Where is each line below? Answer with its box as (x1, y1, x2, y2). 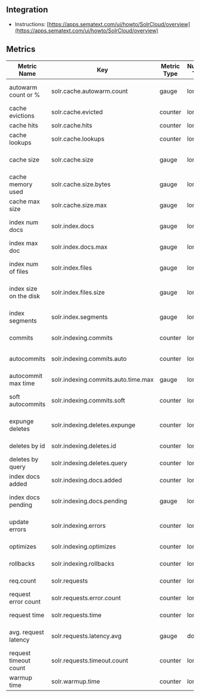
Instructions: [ (14, 20, 49, 27)
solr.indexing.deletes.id (51, 441, 116, 450)
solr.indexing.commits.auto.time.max (51, 375, 154, 383)
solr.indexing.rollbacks (51, 559, 115, 568)
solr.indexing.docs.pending (51, 497, 127, 505)
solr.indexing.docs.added (51, 476, 122, 484)
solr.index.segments (51, 312, 108, 321)
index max (9, 238, 38, 247)
